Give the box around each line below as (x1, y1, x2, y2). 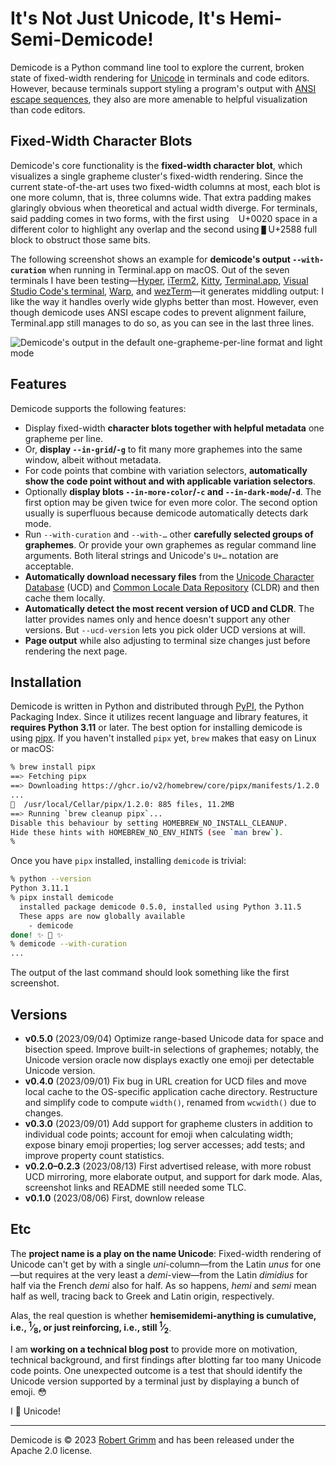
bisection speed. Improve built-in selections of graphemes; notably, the (24, 1043, 320, 1055)
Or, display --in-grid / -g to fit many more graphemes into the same (24, 443, 303, 455)
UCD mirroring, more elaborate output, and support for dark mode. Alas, (24, 1170, 323, 1182)
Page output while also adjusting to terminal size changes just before (24, 634, 311, 646)
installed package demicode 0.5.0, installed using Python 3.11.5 (19, 902, 302, 912)
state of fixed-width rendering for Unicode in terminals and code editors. (10, 72, 310, 84)
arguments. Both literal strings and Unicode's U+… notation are (24, 549, 279, 561)
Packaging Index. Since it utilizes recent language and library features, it (10, 711, 308, 723)
